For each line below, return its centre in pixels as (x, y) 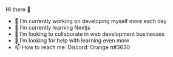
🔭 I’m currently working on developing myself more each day (90, 21)
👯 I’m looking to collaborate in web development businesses (90, 34)
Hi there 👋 (18, 9)
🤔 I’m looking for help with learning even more (72, 40)
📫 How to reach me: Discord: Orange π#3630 (72, 47)
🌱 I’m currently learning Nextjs (52, 28)
